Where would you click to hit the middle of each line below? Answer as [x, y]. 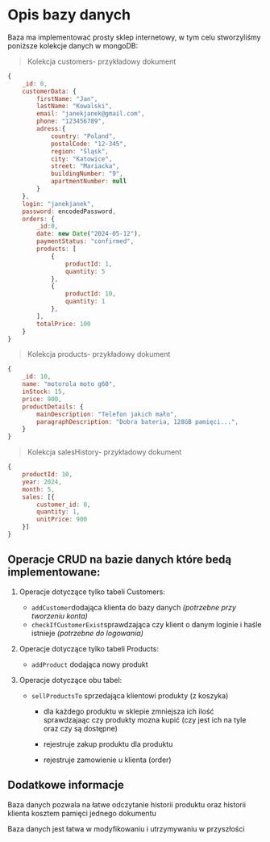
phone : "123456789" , [71, 121]
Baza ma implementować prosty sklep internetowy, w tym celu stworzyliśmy [134, 37]
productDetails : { [53, 406]
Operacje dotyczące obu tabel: [71, 680]
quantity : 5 [85, 271]
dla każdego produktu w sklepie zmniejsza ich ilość [129, 711]
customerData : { [50, 91]
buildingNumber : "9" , [87, 174]
